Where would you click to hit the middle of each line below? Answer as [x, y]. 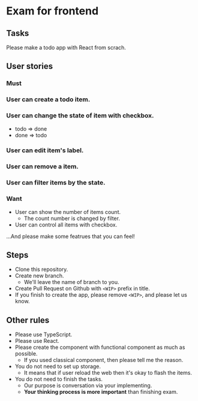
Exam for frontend [52, 11]
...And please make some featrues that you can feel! [70, 236]
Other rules [28, 320]
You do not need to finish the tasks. [59, 379]
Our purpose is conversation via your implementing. [88, 385]
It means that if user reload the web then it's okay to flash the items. [108, 373]
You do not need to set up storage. [58, 366]
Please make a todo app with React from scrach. [66, 47]
